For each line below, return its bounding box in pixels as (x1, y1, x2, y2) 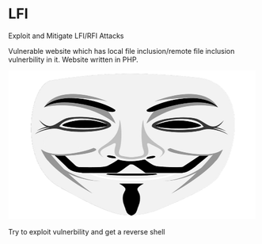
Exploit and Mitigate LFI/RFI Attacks (8, 31, 124, 40)
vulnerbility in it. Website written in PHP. (8, 55, 139, 64)
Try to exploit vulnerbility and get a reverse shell (8, 227, 165, 236)
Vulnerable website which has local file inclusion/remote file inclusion (8, 46, 235, 55)
